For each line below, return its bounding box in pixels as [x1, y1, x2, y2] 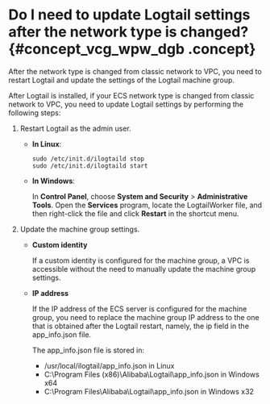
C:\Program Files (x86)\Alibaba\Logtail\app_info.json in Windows [44, 369, 260, 379]
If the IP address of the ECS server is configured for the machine [31, 304, 247, 314]
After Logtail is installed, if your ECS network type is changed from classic [8, 90, 255, 100]
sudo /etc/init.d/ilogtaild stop [31, 155, 145, 163]
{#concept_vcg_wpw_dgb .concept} [8, 40, 256, 58]
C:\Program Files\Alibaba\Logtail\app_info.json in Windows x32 [44, 386, 254, 396]
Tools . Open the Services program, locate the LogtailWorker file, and [31, 200, 263, 210]
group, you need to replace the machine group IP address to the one [31, 312, 260, 322]
